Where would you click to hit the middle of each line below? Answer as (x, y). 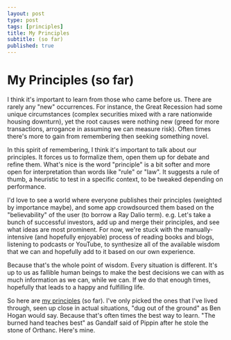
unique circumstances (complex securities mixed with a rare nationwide (110, 114)
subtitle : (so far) (35, 40)
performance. (27, 186)
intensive (20, 237)
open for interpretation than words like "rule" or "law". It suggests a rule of (113, 171)
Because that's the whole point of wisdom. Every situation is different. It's (112, 265)
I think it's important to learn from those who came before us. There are (110, 99)
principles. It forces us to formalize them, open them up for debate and (108, 157)
